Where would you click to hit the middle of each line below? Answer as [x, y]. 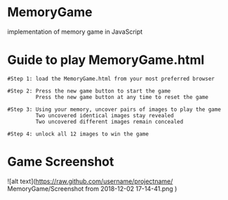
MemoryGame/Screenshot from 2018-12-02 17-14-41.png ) [92, 188]
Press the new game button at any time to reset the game [122, 97]
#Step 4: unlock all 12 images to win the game [78, 134]
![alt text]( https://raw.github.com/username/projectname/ [90, 181]
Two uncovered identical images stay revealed [105, 115]
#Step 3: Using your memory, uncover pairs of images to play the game [114, 109]
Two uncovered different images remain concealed [109, 121]
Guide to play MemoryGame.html [106, 60]
